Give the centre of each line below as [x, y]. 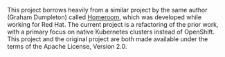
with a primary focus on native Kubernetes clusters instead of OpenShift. [111, 32]
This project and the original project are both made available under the [108, 39]
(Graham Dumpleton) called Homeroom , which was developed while [105, 17]
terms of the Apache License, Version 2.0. [67, 46]
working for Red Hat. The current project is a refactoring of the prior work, [113, 24]
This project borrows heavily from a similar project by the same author [107, 10]
